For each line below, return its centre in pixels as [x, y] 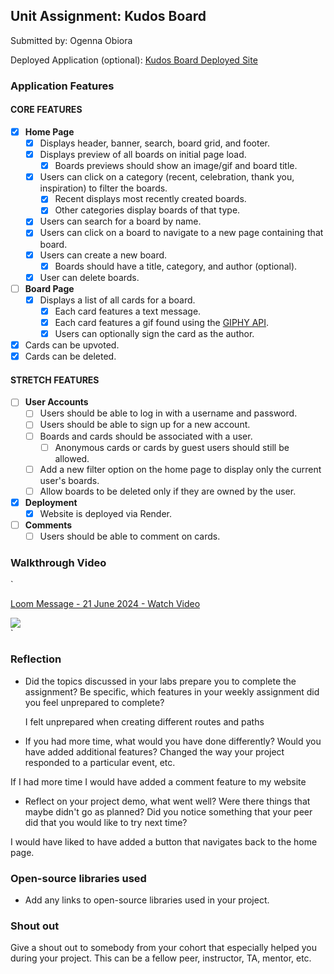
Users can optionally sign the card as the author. [154, 333]
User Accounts [56, 402]
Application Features [62, 86]
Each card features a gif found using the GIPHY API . [162, 322]
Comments [48, 525]
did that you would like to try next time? [106, 822]
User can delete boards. [89, 277]
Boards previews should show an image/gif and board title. [176, 166]
